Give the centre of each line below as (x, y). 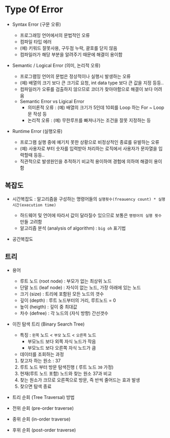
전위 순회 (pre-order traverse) (43, 408)
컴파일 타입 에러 (36, 42)
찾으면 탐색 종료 (36, 386)
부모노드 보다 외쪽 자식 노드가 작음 (62, 341)
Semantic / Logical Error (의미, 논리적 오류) (56, 65)
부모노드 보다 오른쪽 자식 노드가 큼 (62, 348)
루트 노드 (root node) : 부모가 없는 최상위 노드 (66, 281)
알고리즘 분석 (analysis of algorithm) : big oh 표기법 (73, 228)
